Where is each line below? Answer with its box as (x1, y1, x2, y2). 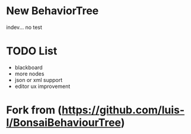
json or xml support (14, 76, 63, 83)
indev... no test (6, 24, 43, 31)
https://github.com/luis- (61, 103, 185, 117)
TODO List (6, 44, 58, 58)
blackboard (14, 64, 43, 71)
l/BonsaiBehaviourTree (6, 116, 122, 129)
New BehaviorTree (6, 4, 99, 18)
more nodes (14, 70, 44, 77)
